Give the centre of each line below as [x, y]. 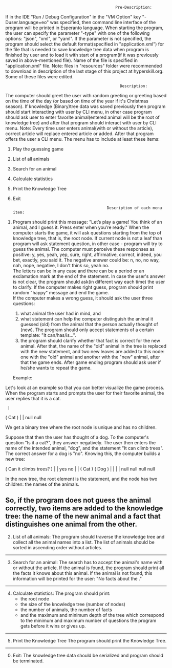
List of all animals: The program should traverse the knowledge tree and [89, 536]
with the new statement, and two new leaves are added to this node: [92, 351]
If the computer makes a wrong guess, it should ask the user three [83, 298]
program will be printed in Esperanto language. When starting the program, [84, 28]
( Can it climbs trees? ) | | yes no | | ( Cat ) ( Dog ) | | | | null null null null [80, 469]
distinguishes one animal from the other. [71, 524]
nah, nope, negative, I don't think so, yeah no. [61, 265]
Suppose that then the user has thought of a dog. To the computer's [77, 437]
